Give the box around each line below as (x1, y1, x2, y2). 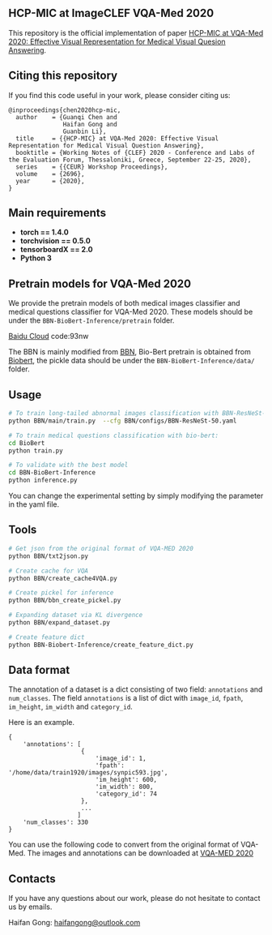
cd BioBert (8, 439, 45, 447)
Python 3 (19, 253, 53, 263)
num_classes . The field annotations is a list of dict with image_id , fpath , (8, 693, 244, 703)
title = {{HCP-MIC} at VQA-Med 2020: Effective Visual (15, 134, 219, 143)
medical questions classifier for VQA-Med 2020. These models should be (8, 307, 253, 317)
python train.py (8, 446, 63, 455)
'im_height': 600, (95, 776, 158, 784)
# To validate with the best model (8, 461, 129, 470)
